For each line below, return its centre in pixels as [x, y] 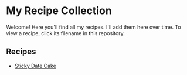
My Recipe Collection [59, 11]
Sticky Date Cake [35, 66]
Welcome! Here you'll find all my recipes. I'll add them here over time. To [93, 27]
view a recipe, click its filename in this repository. [65, 33]
